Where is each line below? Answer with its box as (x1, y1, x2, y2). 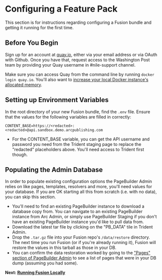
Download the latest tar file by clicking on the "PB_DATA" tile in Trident (12, 224, 153, 230)
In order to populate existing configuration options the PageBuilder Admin (5, 178, 152, 184)
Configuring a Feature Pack (5, 3, 118, 15)
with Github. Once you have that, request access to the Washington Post (5, 57, 150, 63)
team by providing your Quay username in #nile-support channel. (5, 62, 136, 68)
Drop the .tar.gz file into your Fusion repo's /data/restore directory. (12, 234, 150, 240)
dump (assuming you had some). (12, 260, 78, 266)
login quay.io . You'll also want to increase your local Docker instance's (5, 76, 149, 82)
